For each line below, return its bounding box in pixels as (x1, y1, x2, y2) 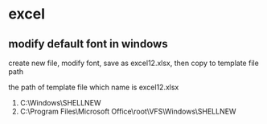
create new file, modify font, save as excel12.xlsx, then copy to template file (8, 58, 259, 68)
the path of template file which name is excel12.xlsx (8, 82, 179, 92)
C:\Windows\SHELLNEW (19, 98, 102, 107)
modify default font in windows (8, 37, 168, 51)
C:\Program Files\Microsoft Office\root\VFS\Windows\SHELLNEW (19, 106, 236, 116)
